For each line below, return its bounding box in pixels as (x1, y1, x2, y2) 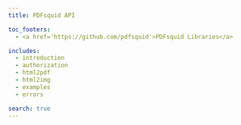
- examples (15, 83, 51, 91)
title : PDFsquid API (8, 11, 76, 20)
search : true (8, 105, 51, 112)
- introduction (15, 54, 65, 62)
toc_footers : (8, 25, 51, 34)
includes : (8, 47, 41, 55)
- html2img (15, 76, 51, 84)
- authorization (15, 62, 68, 70)
